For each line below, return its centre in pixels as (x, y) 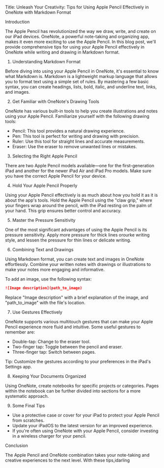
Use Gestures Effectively (37, 312)
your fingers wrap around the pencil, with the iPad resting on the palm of (79, 205)
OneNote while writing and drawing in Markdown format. (62, 52)
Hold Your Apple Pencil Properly (45, 185)
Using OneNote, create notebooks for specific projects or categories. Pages (82, 386)
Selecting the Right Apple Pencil (45, 156)
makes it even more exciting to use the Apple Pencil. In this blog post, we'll (81, 42)
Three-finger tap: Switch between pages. (54, 352)
